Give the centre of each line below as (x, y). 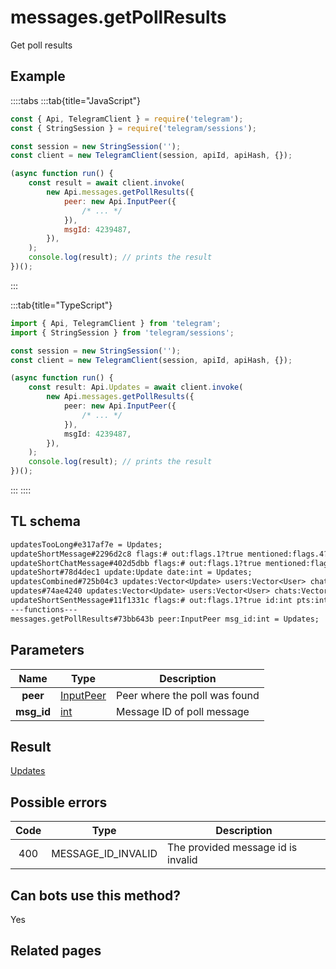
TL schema (45, 521)
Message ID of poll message (183, 711)
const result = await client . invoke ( (107, 183)
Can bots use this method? (96, 895)
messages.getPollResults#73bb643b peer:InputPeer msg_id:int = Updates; (165, 619)
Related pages (56, 951)
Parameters (47, 650)
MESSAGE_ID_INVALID (104, 854)
